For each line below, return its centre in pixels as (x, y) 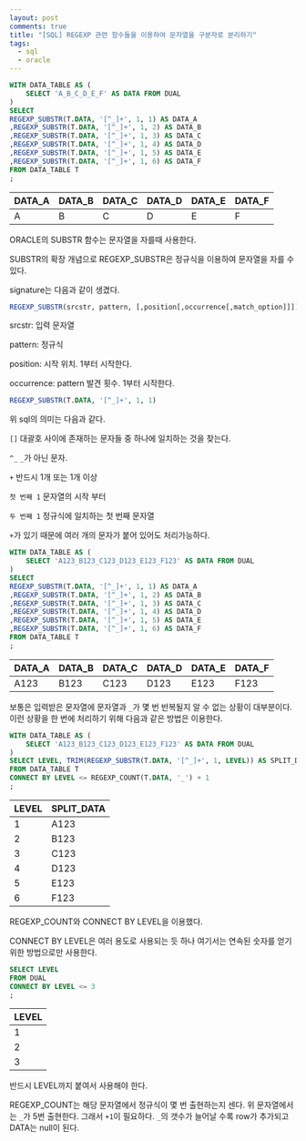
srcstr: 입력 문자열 (42, 325)
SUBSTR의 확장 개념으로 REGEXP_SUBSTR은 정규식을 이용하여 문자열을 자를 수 (152, 259)
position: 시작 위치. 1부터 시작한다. (71, 364)
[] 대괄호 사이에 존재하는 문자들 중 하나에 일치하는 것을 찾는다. (120, 439)
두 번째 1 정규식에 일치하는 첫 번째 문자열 (82, 516)
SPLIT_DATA (79, 809)
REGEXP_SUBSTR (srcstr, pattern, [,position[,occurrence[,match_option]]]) (154, 307)
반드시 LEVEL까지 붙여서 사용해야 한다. (79, 1085)
